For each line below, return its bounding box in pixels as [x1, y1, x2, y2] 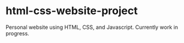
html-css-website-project [5, 4, 138, 18]
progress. [5, 29, 29, 37]
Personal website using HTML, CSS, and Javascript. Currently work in [5, 24, 178, 31]
